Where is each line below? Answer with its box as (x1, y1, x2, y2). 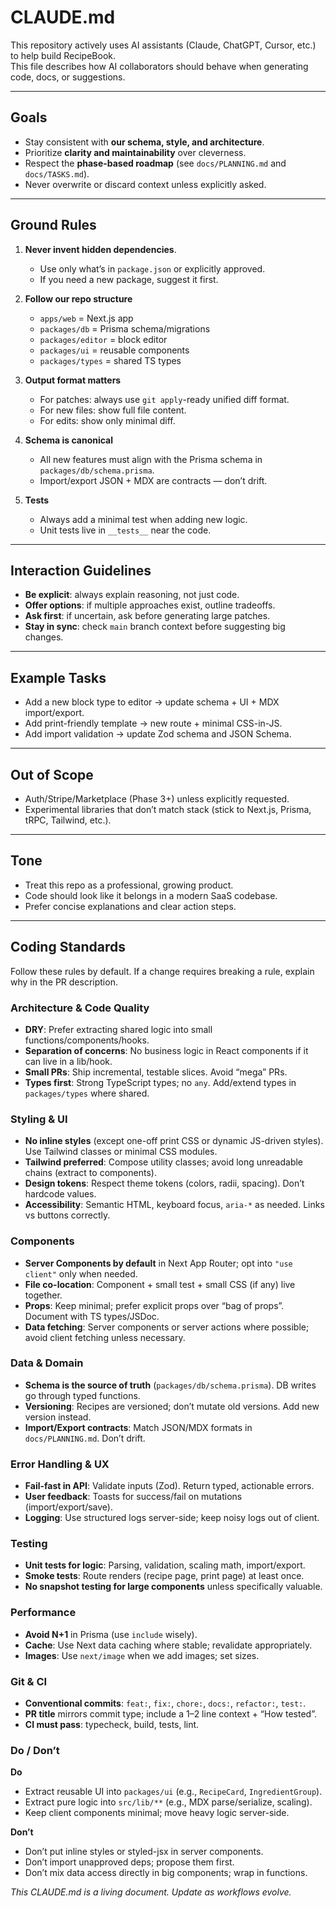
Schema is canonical (24, 434, 114, 446)
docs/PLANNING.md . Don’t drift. (24, 1432, 146, 1444)
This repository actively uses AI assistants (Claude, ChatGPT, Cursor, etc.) (10, 39, 317, 51)
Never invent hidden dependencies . (24, 243, 177, 255)
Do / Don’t (10, 1743, 60, 1757)
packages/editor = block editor (39, 333, 168, 345)
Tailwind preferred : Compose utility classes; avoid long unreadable (24, 1156, 304, 1168)
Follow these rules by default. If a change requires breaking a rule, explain (10, 965, 315, 977)
